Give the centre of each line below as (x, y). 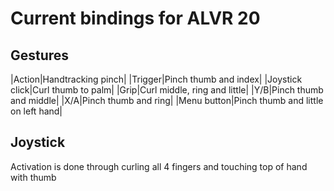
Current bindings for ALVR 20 (135, 18)
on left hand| (36, 111)
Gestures (40, 55)
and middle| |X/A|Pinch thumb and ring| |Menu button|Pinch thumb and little (167, 100)
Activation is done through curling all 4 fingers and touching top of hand (159, 166)
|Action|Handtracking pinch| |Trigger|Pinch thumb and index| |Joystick (156, 79)
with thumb (33, 177)
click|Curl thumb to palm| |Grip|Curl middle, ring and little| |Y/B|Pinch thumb (167, 90)
